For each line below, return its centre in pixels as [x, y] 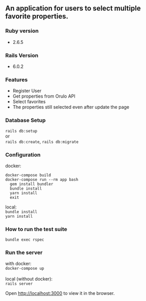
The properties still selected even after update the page [71, 107]
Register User [27, 91]
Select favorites [29, 102]
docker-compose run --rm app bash [42, 179]
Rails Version [22, 55]
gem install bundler [32, 184]
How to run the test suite [36, 229]
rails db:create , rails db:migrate [42, 141]
